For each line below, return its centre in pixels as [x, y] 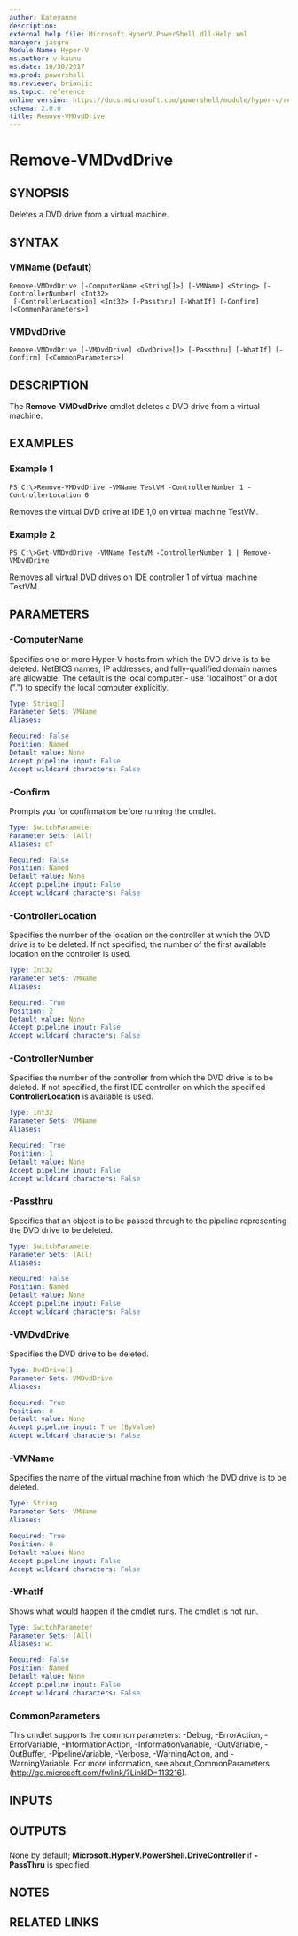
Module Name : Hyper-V [49, 51]
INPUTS [31, 1801]
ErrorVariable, [35, 1744]
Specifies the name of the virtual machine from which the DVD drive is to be [148, 1478]
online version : [39, 100]
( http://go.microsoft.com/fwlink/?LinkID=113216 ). [98, 1773]
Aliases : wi [31, 1644]
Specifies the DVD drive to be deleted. [79, 1354]
